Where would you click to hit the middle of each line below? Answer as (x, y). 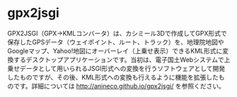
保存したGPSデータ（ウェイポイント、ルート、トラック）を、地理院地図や (116, 42)
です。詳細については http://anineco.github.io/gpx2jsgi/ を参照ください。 (119, 86)
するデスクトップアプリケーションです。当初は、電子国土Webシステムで (118, 59)
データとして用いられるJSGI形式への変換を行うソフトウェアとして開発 (122, 68)
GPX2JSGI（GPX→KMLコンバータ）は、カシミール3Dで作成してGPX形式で (117, 33)
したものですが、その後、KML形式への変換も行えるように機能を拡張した (113, 77)
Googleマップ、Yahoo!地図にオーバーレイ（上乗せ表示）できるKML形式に (115, 51)
